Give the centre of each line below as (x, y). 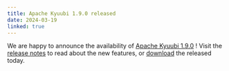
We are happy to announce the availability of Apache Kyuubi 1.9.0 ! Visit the (115, 46)
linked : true (26, 26)
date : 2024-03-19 (32, 20)
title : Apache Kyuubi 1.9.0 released (62, 13)
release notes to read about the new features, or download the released (110, 53)
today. (16, 61)
